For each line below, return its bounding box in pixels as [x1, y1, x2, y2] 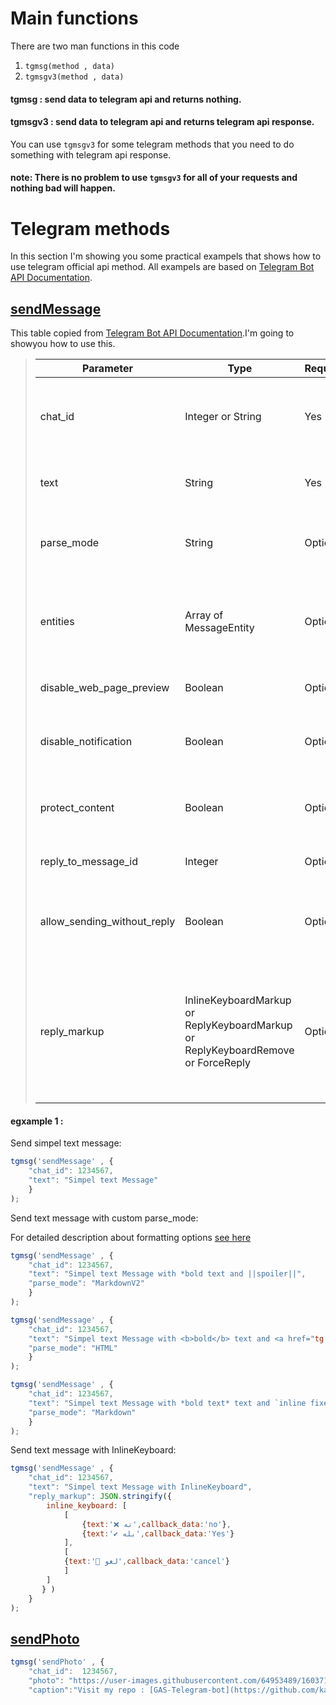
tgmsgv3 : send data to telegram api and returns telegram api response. [10, 116, 315, 128]
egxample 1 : [10, 1115, 64, 1127]
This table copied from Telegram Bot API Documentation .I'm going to [10, 327, 295, 339]
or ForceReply [184, 1056, 251, 1070]
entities [39, 615, 75, 629]
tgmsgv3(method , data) [24, 72, 125, 82]
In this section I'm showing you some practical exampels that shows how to [10, 250, 322, 262]
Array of [184, 608, 224, 622]
